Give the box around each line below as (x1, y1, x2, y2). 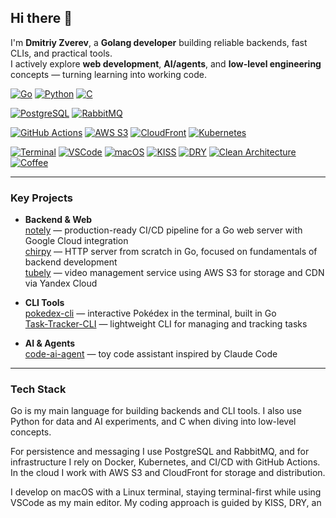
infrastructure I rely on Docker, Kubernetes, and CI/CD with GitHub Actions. (10, 456, 321, 468)
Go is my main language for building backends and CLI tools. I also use (10, 405, 303, 417)
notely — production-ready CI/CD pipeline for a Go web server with (24, 224, 303, 236)
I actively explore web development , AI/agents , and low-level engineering (10, 57, 322, 70)
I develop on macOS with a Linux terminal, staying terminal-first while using (10, 486, 322, 498)
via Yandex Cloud (24, 277, 98, 290)
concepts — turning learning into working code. (10, 68, 207, 80)
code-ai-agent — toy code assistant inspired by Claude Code (24, 348, 278, 360)
